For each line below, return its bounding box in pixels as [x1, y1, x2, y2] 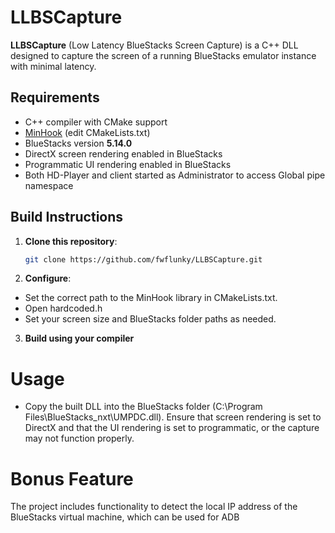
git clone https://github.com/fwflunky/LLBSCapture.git [24, 254, 263, 265]
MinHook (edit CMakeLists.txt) [24, 126, 151, 138]
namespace [24, 179, 74, 191]
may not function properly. [24, 432, 135, 445]
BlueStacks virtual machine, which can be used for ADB [10, 511, 240, 523]
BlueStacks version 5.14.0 [24, 137, 133, 149]
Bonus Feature [10, 467, 134, 490]
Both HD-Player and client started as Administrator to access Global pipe [24, 169, 326, 181]
